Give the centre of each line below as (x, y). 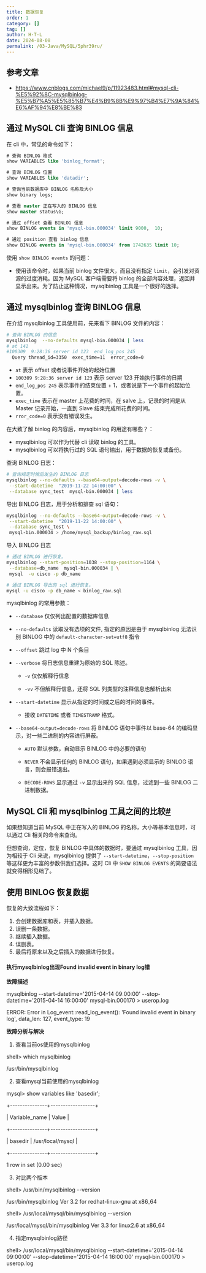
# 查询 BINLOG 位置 (29, 172)
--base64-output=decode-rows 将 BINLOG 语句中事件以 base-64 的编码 (104, 728)
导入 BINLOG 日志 (29, 545)
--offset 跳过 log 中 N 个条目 (52, 650)
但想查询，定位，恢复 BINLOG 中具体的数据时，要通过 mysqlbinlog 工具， (99, 848)
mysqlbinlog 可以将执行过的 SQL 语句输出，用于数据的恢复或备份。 (100, 450)
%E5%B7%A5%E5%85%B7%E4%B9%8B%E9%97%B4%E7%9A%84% (107, 101)
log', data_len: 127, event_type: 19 (48, 1019)
